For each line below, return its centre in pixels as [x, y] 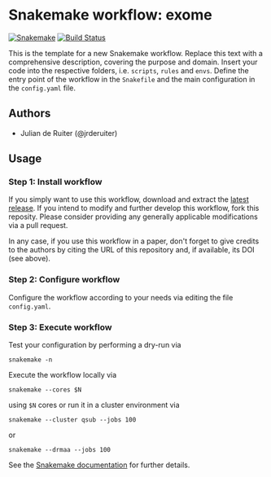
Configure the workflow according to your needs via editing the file [121, 297]
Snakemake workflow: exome [111, 15]
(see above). [30, 259]
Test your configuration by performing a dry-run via [95, 345]
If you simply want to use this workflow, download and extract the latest [129, 199]
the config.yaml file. [42, 88]
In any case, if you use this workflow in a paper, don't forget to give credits [134, 241]
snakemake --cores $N [45, 390]
